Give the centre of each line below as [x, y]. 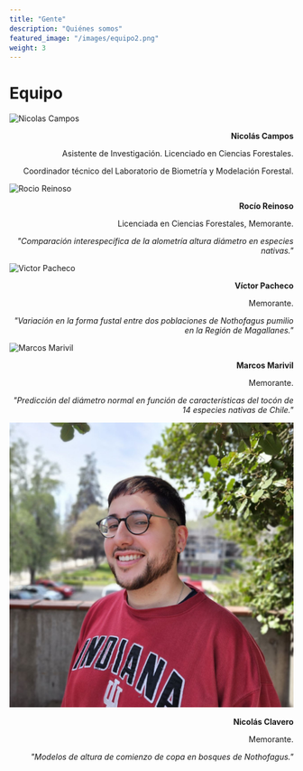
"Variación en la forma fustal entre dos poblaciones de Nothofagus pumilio [154, 321]
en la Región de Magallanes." [239, 331]
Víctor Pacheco [264, 286]
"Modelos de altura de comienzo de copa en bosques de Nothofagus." [162, 757]
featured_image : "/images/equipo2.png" [84, 38]
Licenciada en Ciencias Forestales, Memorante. [206, 224]
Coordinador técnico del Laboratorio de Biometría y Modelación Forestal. [158, 171]
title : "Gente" [38, 19]
